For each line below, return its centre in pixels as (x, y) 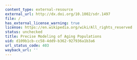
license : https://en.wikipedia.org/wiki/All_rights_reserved (69, 28)
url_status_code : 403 (27, 45)
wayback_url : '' (22, 50)
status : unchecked (24, 32)
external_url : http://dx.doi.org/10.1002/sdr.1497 (58, 14)
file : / (13, 18)
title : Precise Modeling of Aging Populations (53, 37)
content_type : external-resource (39, 9)
